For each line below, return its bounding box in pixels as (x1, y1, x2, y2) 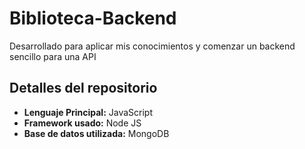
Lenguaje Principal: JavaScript (23, 106, 154, 118)
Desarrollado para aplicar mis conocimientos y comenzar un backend (9, 40, 296, 52)
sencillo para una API (9, 50, 97, 62)
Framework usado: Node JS (23, 117, 142, 129)
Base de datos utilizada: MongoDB (23, 127, 170, 139)
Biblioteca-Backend (9, 7, 177, 30)
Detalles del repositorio (9, 80, 158, 97)
